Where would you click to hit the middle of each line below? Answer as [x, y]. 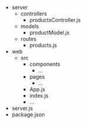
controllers [34, 14]
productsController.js [55, 20]
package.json [28, 115]
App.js [37, 89]
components [45, 64]
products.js [43, 45]
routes [28, 39]
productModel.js [49, 33]
